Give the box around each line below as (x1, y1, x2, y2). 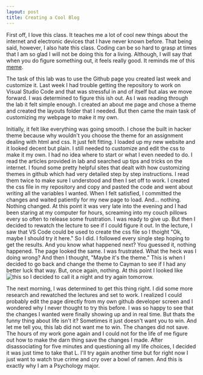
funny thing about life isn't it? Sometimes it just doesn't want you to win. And (6, 317, 197, 324)
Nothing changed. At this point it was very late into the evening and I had (6, 202, 187, 209)
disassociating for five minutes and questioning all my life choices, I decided (6, 342, 196, 350)
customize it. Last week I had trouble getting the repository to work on (6, 81, 181, 88)
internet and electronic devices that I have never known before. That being (6, 37, 192, 45)
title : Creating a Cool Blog (6, 15, 80, 21)
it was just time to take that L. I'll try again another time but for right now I (6, 349, 188, 356)
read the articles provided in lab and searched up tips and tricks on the (6, 157, 182, 165)
